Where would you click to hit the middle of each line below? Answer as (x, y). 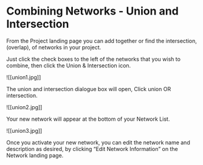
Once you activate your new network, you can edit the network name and (98, 142)
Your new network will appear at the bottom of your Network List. (88, 119)
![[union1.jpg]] (24, 77)
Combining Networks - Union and (93, 11)
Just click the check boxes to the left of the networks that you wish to (94, 59)
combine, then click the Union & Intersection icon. (69, 66)
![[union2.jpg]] (24, 107)
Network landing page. (35, 155)
